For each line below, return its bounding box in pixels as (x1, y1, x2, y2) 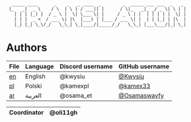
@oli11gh (49, 108, 78, 116)
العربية (25, 91, 42, 100)
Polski (25, 81, 43, 90)
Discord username (59, 62, 113, 70)
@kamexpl (59, 81, 89, 90)
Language (25, 62, 54, 70)
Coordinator (9, 108, 44, 116)
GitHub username (118, 62, 170, 70)
